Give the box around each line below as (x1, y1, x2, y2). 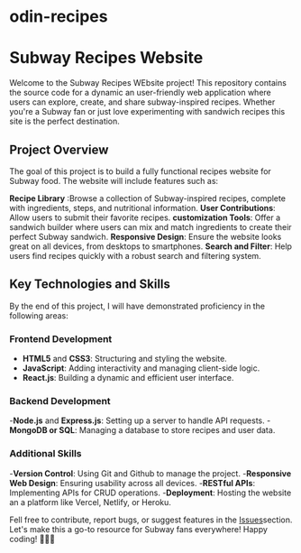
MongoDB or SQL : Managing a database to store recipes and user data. (9, 425, 276, 436)
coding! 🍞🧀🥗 (9, 533, 56, 544)
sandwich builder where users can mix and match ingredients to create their (9, 221, 292, 232)
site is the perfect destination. (9, 115, 120, 127)
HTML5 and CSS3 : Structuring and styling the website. (22, 354, 227, 364)
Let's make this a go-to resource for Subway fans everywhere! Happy (9, 523, 269, 534)
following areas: (9, 309, 69, 321)
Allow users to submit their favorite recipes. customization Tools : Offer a (9, 212, 281, 223)
